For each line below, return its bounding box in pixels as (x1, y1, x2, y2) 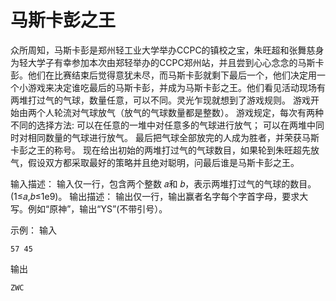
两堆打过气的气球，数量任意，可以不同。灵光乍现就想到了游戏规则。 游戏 (10, 94, 311, 106)
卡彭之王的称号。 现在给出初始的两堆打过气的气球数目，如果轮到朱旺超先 (10, 144, 311, 156)
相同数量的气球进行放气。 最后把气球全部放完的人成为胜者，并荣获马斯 (27, 131, 320, 143)
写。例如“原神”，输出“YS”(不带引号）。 (10, 202, 168, 215)
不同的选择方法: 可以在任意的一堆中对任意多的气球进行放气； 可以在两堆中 (10, 119, 316, 131)
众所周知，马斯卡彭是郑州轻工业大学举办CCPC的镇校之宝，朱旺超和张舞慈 (10, 44, 316, 56)
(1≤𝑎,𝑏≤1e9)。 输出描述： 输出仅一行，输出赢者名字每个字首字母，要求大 (10, 190, 309, 202)
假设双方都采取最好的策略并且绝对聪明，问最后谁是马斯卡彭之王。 (27, 156, 300, 168)
